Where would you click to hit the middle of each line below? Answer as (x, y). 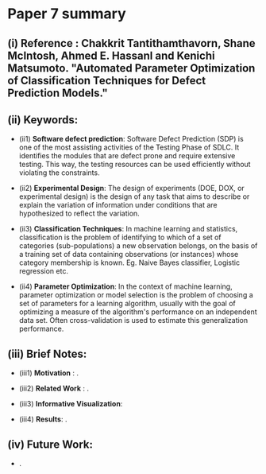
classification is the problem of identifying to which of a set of (120, 237)
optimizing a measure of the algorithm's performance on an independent (138, 312)
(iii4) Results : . (43, 419)
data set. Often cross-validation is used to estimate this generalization (133, 321)
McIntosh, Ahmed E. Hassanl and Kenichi (111, 55)
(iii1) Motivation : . (48, 373)
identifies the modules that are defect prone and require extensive (127, 156)
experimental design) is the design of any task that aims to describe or (134, 196)
